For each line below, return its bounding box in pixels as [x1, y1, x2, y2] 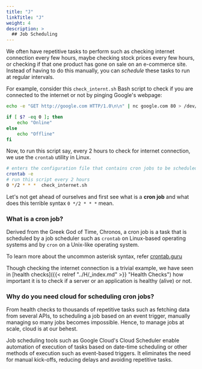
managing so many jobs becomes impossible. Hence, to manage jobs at [6, 319, 185, 326]
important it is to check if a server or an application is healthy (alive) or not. [6, 277, 192, 285]
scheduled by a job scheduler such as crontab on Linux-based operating [6, 235, 186, 242]
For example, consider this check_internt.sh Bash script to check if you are [6, 85, 194, 92]
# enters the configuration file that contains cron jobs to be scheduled [6, 165, 198, 172]
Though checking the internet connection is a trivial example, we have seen [6, 265, 194, 272]
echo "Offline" [17, 131, 55, 137]
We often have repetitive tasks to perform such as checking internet [6, 48, 175, 55]
